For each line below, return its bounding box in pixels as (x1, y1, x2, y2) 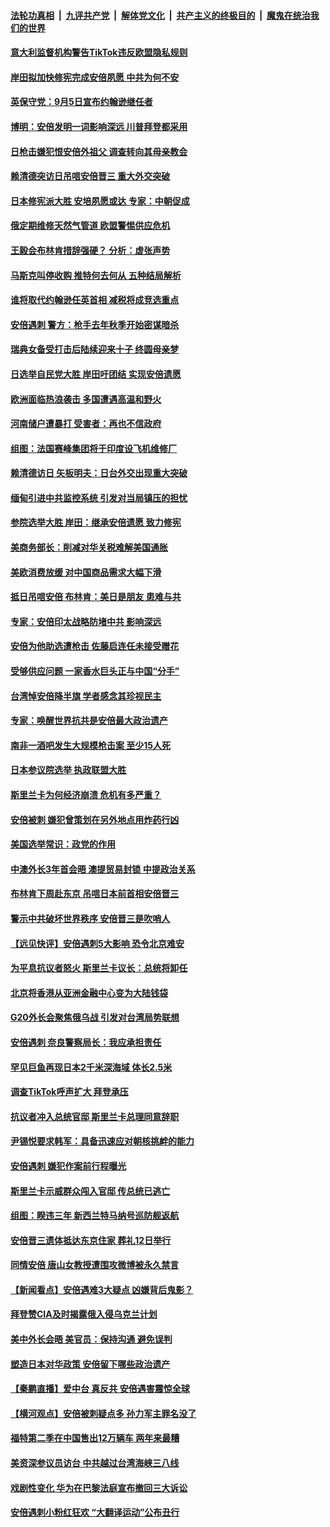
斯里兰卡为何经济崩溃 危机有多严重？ (10, 789, 162, 800)
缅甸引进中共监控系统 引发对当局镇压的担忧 (10, 491, 188, 504)
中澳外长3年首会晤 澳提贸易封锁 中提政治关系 (10, 863, 196, 875)
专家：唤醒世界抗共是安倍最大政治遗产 (10, 715, 168, 727)
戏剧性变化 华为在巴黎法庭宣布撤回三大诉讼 (10, 1481, 188, 1494)
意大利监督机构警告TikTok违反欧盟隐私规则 (10, 46, 188, 59)
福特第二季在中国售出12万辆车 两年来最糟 (10, 1432, 180, 1444)
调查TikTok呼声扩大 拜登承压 (10, 1086, 129, 1098)
